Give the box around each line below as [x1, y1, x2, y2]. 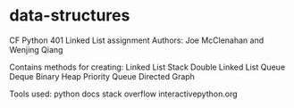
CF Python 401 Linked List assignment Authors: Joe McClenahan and [9, 35, 265, 46]
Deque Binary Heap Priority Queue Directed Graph [9, 71, 195, 81]
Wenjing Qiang [9, 44, 63, 54]
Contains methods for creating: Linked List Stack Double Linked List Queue [9, 62, 286, 72]
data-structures [9, 5, 130, 26]
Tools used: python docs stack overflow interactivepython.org [9, 88, 239, 99]
